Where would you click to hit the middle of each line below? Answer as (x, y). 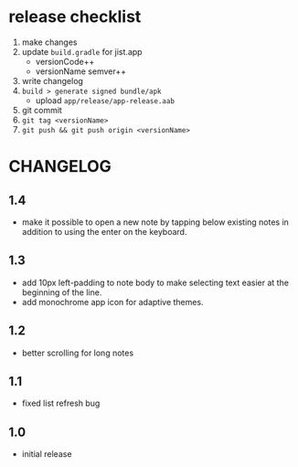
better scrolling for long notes (78, 353)
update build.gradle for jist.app (82, 51)
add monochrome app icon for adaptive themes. (112, 302)
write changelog (53, 80)
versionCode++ (65, 61)
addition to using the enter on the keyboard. (104, 231)
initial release (47, 454)
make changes (49, 42)
